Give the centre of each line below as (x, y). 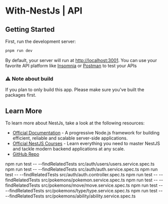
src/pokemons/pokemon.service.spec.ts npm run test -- (99, 180)
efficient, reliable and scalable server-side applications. (70, 138)
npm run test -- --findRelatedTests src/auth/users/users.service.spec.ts (80, 164)
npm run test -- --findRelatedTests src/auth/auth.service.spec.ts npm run (81, 169)
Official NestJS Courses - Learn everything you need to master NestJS (86, 143)
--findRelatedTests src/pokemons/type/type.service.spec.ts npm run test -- (84, 190)
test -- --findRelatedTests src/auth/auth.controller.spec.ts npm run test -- (81, 174)
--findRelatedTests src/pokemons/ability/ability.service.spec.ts (71, 196)
